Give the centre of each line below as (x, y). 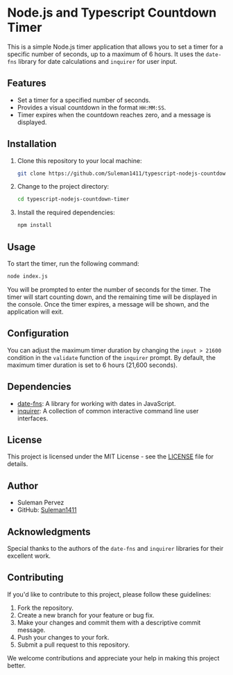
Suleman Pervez (41, 503)
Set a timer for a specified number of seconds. (84, 100)
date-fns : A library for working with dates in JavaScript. (96, 403)
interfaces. (33, 418)
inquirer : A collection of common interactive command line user (108, 411)
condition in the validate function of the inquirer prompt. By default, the (112, 357)
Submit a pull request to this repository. (74, 644)
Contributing (35, 578)
